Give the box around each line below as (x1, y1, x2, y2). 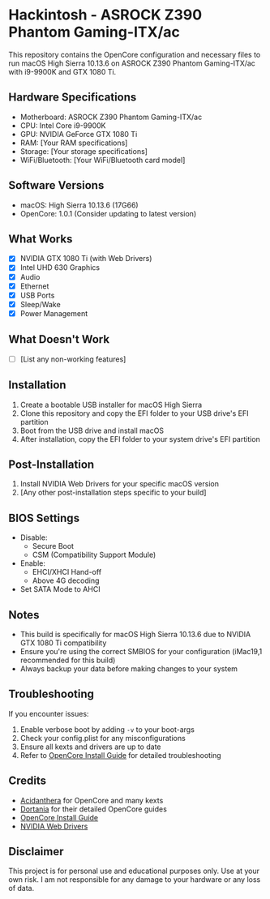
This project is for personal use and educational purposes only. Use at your (8, 866, 260, 876)
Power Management (19, 308, 88, 318)
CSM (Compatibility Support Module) (32, 550, 156, 560)
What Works (8, 232, 73, 246)
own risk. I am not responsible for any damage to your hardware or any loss (8, 875, 261, 884)
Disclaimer (8, 845, 64, 858)
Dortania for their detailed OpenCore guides (19, 804, 168, 814)
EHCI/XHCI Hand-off (32, 567, 102, 577)
